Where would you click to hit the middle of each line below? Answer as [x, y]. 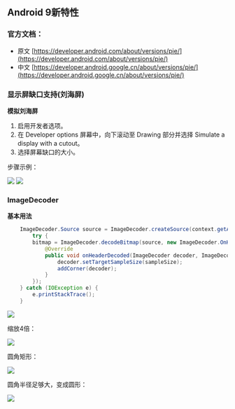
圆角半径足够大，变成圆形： [47, 384]
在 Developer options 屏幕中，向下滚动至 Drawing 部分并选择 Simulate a [121, 134]
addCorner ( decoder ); [87, 268]
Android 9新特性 [43, 13]
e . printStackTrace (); [64, 295]
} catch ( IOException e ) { [59, 288]
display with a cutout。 [50, 143]
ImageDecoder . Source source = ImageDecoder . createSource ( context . [119, 230]
